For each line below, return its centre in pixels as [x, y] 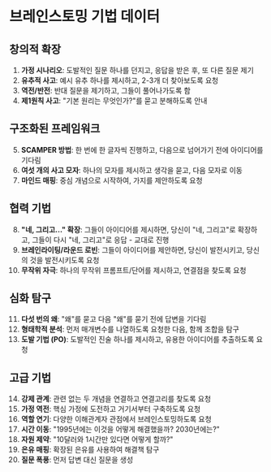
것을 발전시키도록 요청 [65, 260]
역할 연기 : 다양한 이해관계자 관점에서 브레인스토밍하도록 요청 [116, 419]
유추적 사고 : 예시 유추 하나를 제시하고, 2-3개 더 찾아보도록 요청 [120, 80]
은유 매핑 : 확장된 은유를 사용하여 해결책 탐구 [90, 450]
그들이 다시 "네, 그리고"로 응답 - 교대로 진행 [101, 240]
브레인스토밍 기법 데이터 [85, 17]
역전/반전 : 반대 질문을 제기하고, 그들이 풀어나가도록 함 [106, 91]
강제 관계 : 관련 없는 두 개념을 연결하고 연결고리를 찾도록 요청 [116, 399]
